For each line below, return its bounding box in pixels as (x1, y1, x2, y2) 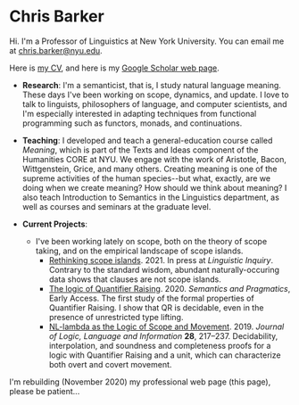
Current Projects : (21, 219, 87, 229)
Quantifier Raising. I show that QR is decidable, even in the (48, 302, 264, 313)
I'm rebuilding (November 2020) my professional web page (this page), (9, 376, 271, 387)
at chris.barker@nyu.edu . (9, 45, 103, 55)
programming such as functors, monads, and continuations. (21, 118, 243, 128)
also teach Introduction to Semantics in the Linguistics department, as (21, 192, 279, 202)
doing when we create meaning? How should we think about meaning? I (21, 182, 287, 193)
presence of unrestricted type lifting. (48, 311, 184, 322)
